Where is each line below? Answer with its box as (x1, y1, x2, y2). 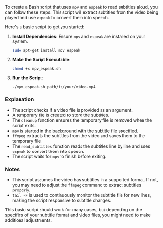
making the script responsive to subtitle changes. (12, 197, 111, 204)
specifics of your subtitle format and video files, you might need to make (5, 212, 151, 218)
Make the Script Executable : (12, 57, 71, 62)
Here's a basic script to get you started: (5, 24, 85, 30)
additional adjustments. (5, 217, 52, 223)
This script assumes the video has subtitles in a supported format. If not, (12, 177, 158, 183)
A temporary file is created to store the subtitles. (12, 112, 110, 118)
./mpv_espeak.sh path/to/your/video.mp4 (12, 84, 96, 89)
